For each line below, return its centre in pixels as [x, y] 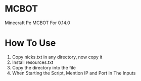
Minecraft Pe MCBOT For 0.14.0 [37, 23]
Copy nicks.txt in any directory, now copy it [57, 57]
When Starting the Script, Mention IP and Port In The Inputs [74, 73]
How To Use [30, 43]
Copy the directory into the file [44, 67]
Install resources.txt [33, 62]
